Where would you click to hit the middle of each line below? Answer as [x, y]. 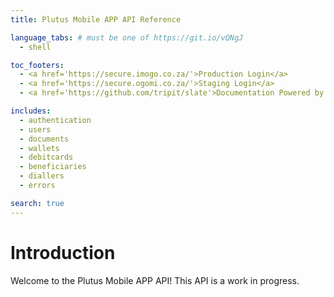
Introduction [63, 252]
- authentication [55, 120]
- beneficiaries [53, 167]
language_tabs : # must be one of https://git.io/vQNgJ [127, 37]
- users [35, 129]
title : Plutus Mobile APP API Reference [96, 19]
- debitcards [46, 157]
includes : [31, 111]
